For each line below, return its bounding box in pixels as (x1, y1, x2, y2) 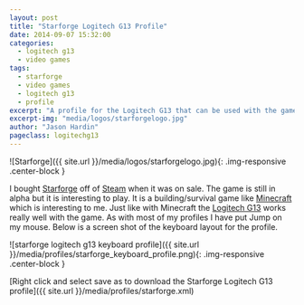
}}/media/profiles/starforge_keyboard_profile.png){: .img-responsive (9, 248, 265, 259)
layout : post (9, 13, 59, 23)
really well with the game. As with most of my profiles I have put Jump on (9, 212, 282, 223)
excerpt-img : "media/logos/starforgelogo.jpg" (9, 114, 188, 123)
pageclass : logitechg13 (9, 131, 100, 140)
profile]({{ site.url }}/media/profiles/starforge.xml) (9, 285, 195, 296)
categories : (9, 38, 54, 48)
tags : (9, 64, 30, 73)
